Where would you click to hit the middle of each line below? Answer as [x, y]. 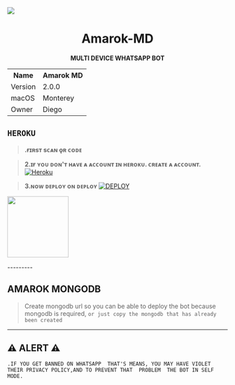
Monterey [58, 98]
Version [23, 87]
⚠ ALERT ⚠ [34, 348]
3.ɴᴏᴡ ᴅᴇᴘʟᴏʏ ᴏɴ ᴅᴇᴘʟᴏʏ [61, 186]
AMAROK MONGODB [54, 289]
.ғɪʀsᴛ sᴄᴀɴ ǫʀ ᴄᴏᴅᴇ [53, 150]
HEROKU [22, 133]
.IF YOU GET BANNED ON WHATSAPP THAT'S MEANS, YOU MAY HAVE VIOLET [109, 364]
